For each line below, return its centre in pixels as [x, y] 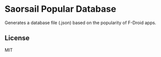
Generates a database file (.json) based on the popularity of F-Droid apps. [80, 23]
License [17, 38]
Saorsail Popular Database [60, 9]
